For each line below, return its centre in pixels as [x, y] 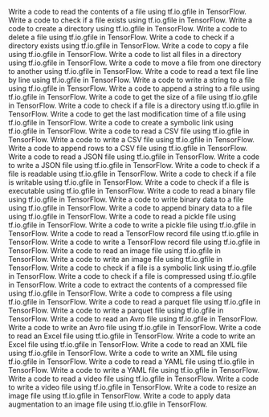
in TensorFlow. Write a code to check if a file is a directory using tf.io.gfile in [134, 105]
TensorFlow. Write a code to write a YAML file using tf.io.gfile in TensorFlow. [134, 370]
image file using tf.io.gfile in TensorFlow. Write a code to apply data [120, 396]
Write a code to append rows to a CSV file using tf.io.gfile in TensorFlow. [128, 148]
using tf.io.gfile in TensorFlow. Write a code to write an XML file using [123, 353]
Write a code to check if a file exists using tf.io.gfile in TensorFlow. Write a [130, 20]
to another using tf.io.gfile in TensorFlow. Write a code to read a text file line [133, 71]
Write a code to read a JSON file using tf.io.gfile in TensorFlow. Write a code [134, 157]
